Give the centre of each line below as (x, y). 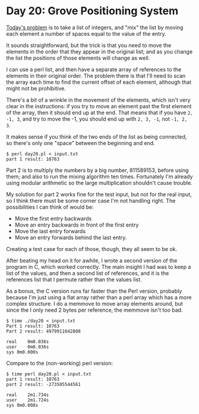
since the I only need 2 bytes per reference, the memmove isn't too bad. (94, 310)
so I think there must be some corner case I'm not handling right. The (91, 200)
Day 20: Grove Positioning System (92, 11)
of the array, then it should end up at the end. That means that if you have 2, (100, 112)
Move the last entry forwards (50, 231)
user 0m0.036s (28, 347)
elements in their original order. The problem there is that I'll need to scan (96, 76)
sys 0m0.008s (22, 405)
